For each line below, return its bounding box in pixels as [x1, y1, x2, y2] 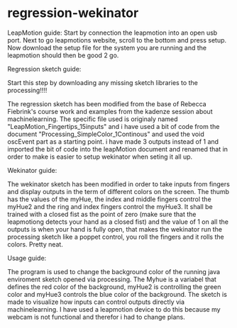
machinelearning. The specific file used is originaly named [7, 115, 179, 123]
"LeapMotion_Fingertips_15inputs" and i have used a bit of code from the [7, 122, 220, 130]
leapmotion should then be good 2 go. [7, 51, 119, 60]
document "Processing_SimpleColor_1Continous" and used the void [7, 130, 204, 138]
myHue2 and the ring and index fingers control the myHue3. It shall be [7, 202, 213, 210]
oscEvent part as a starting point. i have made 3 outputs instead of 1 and [7, 137, 219, 146]
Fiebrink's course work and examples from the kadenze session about [7, 107, 213, 115]
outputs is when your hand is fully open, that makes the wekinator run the [7, 225, 222, 233]
